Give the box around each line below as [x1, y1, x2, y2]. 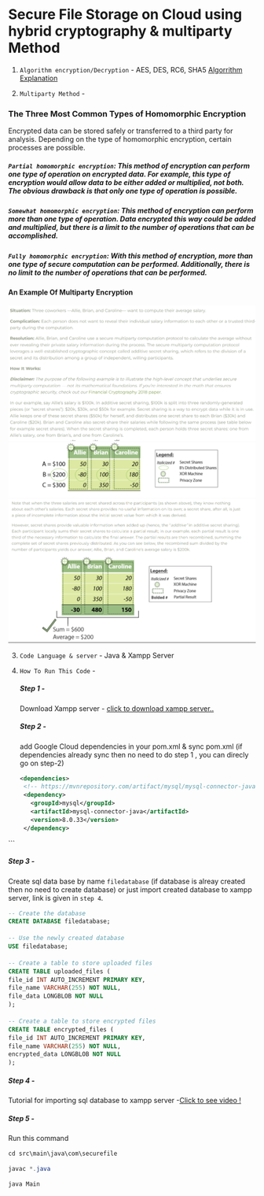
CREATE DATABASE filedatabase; [8, 917, 111, 926]
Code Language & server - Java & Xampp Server [19, 650, 174, 660]
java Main [8, 1179, 41, 1188]
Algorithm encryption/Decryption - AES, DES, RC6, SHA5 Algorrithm [19, 65, 243, 74]
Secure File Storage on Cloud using [8, 6, 242, 24]
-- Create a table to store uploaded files [8, 959, 153, 967]
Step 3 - [8, 857, 35, 866]
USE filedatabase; [8, 942, 68, 950]
